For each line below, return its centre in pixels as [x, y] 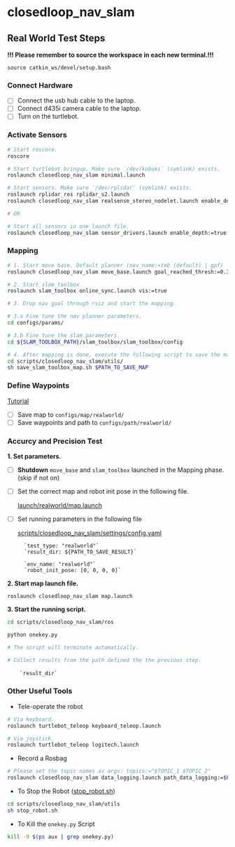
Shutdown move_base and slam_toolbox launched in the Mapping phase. [121, 470]
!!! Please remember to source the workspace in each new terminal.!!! [111, 55]
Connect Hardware [40, 85]
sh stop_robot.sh [33, 811]
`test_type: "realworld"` [62, 546]
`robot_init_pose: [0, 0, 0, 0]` [73, 571]
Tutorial [18, 401]
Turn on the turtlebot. [48, 116]
